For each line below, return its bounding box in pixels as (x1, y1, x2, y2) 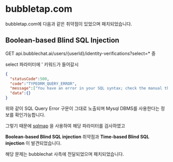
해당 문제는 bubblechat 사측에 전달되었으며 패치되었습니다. (5, 151, 125, 157)
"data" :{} (10, 91, 31, 96)
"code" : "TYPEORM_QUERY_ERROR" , (10, 81, 77, 86)
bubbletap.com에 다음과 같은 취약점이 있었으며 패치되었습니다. (5, 21, 132, 27)
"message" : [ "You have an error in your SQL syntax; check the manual (10, 86, 162, 91)
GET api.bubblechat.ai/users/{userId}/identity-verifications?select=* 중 (5, 50, 156, 57)
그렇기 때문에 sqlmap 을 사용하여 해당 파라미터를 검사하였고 (5, 123, 125, 129)
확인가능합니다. (14, 112, 45, 118)
